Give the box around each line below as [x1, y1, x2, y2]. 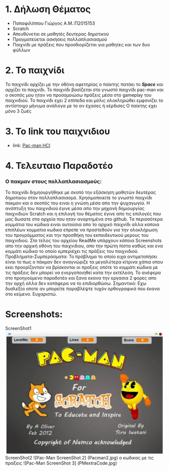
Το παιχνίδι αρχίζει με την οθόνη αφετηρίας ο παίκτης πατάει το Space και [5, 81, 163, 87]
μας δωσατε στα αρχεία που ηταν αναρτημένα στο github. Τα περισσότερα [5, 216, 163, 222]
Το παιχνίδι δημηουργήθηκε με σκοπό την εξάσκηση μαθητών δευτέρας [5, 189, 156, 195]
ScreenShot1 [5, 325, 32, 331]
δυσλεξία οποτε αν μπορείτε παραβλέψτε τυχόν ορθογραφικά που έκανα [5, 286, 160, 292]
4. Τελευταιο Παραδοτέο [5, 160, 114, 171]
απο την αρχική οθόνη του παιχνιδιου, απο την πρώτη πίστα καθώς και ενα [5, 243, 163, 249]
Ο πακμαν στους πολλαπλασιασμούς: [5, 178, 102, 185]
